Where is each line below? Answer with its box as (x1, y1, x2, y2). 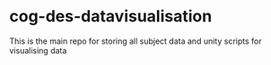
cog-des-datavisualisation (9, 6, 213, 27)
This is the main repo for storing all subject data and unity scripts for (9, 36, 262, 46)
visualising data (9, 45, 67, 55)
